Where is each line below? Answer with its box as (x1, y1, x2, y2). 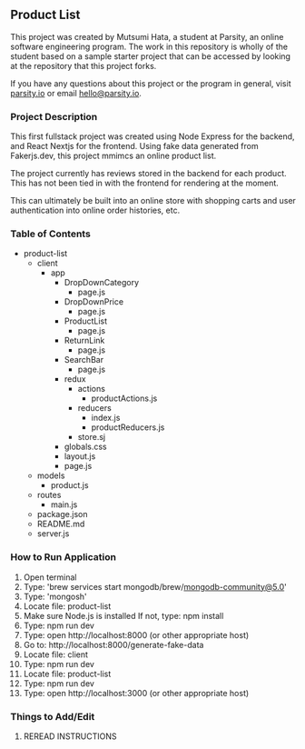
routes (36, 490, 62, 501)
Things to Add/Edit (10, 710, 95, 723)
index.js (91, 413, 121, 424)
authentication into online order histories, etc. (10, 205, 181, 216)
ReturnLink (64, 335, 105, 346)
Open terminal (23, 572, 77, 583)
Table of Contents (10, 227, 92, 240)
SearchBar (64, 355, 103, 365)
